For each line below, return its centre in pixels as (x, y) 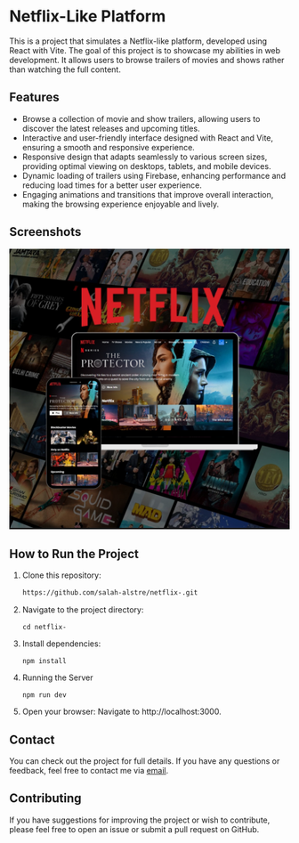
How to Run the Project (74, 554)
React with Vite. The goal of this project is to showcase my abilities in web (145, 50)
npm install (44, 661)
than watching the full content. (65, 69)
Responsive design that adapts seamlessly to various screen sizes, (145, 157)
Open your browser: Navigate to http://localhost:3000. (121, 712)
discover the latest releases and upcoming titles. (111, 128)
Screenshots (45, 232)
